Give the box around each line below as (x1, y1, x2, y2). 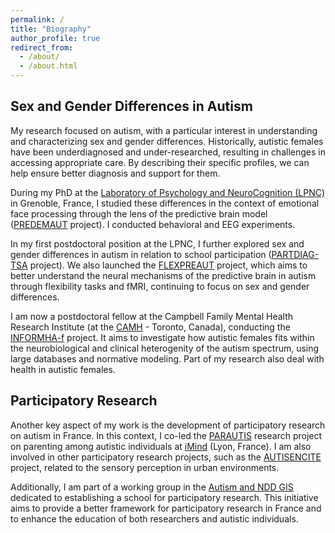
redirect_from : (10, 42, 74, 53)
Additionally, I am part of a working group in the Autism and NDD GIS (10, 481, 294, 493)
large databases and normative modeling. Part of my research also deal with (10, 352, 325, 365)
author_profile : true (10, 33, 101, 43)
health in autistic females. (10, 363, 116, 375)
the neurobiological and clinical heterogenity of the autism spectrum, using (10, 342, 320, 354)
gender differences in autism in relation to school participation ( (10, 248, 272, 260)
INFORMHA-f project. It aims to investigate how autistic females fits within (10, 331, 315, 343)
